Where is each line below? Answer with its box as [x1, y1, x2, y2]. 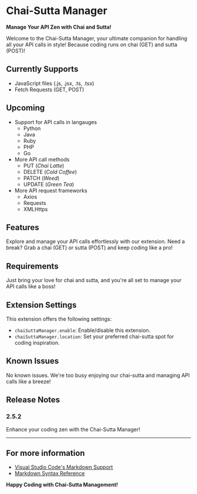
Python [23, 125, 41, 132]
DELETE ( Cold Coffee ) [23, 168, 77, 175]
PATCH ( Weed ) [23, 174, 60, 181]
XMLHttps [23, 205, 48, 212]
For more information [6, 448, 85, 458]
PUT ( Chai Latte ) [23, 162, 64, 169]
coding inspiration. [14, 339, 60, 346]
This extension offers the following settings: [6, 315, 112, 323]
